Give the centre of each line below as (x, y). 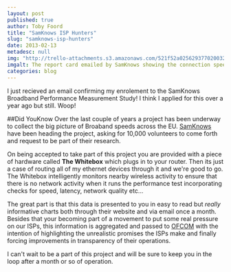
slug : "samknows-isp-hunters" (51, 39)
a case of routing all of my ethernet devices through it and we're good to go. (115, 169)
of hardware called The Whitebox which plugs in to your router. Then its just (115, 161)
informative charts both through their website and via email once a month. (112, 211)
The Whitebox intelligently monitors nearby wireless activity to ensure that (112, 176)
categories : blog (32, 71)
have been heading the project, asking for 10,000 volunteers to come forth (112, 133)
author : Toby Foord (35, 26)
